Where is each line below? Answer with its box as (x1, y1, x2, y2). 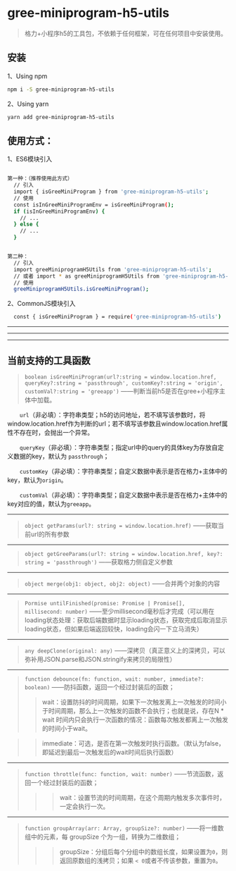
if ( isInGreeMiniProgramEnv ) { (13, 208, 105, 215)
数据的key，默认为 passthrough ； (13, 452, 110, 460)
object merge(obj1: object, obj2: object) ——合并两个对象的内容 (24, 579, 221, 588)
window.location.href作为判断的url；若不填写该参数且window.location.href (7, 419, 222, 428)
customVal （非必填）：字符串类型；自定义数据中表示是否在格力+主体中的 (20, 491, 228, 499)
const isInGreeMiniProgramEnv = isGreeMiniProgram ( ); (13, 201, 174, 209)
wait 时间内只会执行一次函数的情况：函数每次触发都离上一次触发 (41, 715, 228, 724)
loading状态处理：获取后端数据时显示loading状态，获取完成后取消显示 (24, 616, 228, 624)
